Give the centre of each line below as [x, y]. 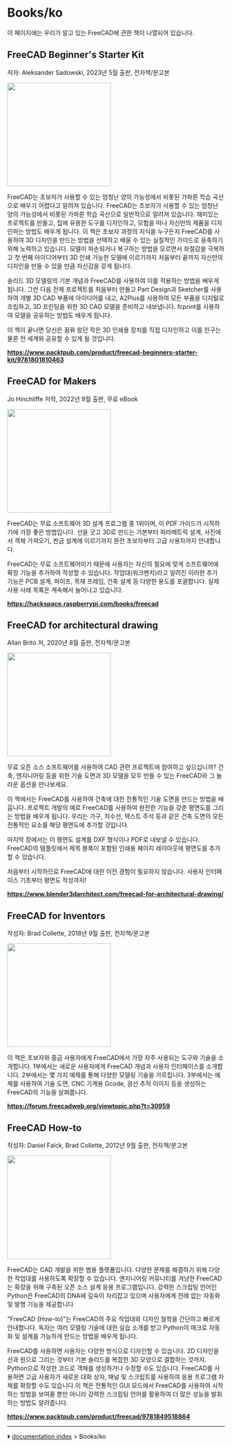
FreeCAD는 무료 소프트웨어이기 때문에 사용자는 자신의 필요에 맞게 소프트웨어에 [113, 564]
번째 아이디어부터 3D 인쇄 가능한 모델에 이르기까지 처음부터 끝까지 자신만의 [122, 257]
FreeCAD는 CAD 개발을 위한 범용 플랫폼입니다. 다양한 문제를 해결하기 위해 [107, 1270]
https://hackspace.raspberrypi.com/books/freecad [83, 603]
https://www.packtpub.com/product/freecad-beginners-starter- [103, 352]
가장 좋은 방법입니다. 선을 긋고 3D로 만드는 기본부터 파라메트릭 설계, [111, 532]
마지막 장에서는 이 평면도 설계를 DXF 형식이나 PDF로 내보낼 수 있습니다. [104, 840]
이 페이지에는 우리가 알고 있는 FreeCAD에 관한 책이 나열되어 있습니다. [101, 32]
